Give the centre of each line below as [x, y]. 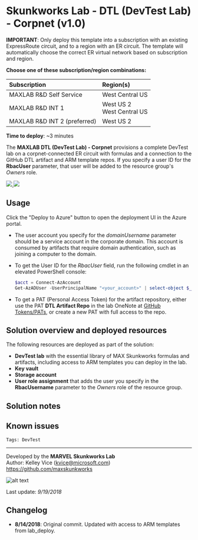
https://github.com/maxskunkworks [49, 469]
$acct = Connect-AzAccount [48, 282]
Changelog [27, 510]
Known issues [33, 426]
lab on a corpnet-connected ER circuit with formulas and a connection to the [99, 153]
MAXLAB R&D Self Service [46, 95]
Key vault [27, 369]
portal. [14, 223]
